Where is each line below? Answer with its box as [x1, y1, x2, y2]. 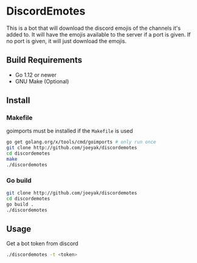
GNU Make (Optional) [15, 77, 69, 85]
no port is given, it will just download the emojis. [6, 37, 127, 44]
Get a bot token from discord [6, 240, 79, 247]
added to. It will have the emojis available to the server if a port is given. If [6, 30, 191, 38]
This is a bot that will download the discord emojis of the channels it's [6, 24, 181, 32]
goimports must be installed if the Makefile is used [6, 127, 133, 135]
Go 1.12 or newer [15, 71, 57, 79]
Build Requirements [6, 55, 83, 65]
